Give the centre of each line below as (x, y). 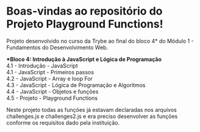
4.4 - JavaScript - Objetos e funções (52, 91)
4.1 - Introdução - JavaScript (42, 66)
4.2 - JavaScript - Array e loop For (50, 78)
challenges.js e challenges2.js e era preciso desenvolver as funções (92, 116)
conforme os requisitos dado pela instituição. (63, 122)
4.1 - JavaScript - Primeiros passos (50, 72)
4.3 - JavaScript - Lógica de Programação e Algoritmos (76, 85)
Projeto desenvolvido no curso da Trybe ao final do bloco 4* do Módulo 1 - (100, 41)
